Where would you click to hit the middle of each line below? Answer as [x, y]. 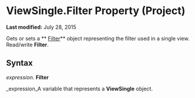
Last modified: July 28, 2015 [41, 27]
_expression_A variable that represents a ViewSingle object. [79, 89]
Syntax [19, 63]
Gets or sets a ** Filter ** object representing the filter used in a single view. [98, 38]
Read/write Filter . [27, 45]
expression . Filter [27, 77]
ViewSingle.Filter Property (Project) [96, 11]
